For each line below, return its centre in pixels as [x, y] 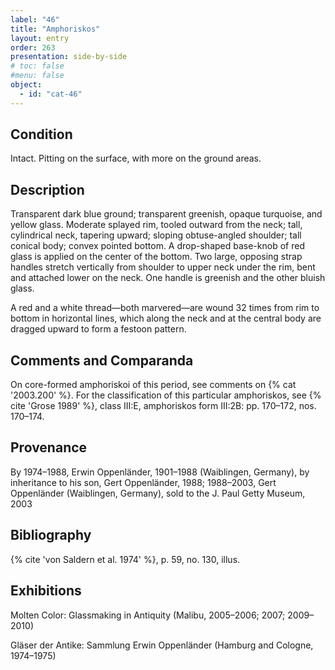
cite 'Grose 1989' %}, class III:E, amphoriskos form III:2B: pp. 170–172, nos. [163, 406]
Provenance [49, 447]
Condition [41, 134]
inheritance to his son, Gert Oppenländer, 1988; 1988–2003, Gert [143, 482]
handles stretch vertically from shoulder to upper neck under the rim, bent [163, 267]
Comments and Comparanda [102, 360]
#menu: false [37, 76]
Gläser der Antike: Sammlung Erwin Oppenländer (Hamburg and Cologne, [162, 645]
